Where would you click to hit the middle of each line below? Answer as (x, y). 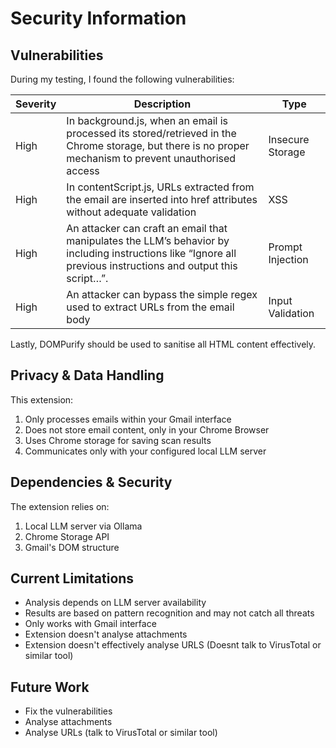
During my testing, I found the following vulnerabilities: (122, 79)
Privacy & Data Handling (87, 375)
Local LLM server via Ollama (83, 526)
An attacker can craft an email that (147, 228)
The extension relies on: (60, 506)
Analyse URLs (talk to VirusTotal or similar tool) (121, 733)
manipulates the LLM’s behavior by (148, 240)
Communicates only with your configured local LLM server (145, 451)
